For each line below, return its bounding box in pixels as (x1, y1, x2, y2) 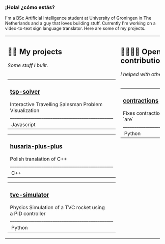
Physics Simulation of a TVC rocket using (10, 204, 105, 211)
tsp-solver (10, 88, 40, 96)
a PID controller (10, 210, 46, 217)
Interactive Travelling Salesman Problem (10, 101, 103, 108)
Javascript (11, 121, 36, 128)
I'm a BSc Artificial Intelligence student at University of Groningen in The (5, 15, 152, 21)
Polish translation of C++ (10, 155, 67, 162)
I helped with (120, 71, 150, 78)
